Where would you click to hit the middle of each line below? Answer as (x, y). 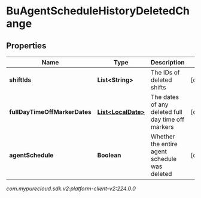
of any (159, 104)
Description (167, 62)
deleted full (166, 112)
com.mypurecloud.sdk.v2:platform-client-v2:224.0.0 (71, 188)
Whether (163, 137)
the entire (164, 144)
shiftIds (20, 80)
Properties (26, 46)
